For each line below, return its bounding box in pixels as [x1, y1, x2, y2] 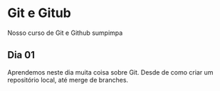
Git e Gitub [7, 5, 71, 21]
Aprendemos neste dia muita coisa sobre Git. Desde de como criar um [7, 68, 214, 76]
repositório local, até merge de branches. [7, 75, 129, 84]
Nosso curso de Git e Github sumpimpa [7, 28, 123, 37]
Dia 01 [7, 49, 36, 61]
